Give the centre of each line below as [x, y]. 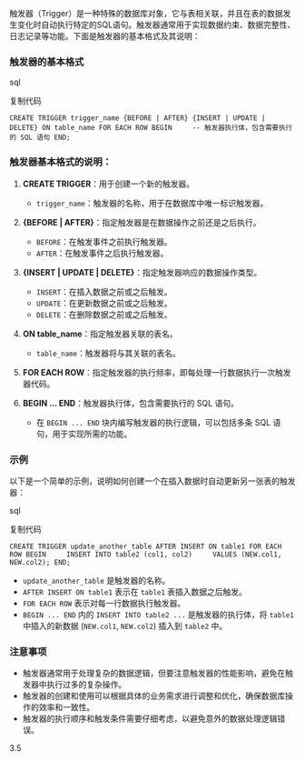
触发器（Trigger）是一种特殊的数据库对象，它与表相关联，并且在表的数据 [146, 13]
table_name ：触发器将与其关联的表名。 [108, 353]
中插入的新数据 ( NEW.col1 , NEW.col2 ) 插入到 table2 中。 [125, 626]
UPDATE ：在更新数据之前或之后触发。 [104, 303]
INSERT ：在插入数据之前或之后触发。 [104, 291]
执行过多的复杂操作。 [87, 685]
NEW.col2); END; [40, 562]
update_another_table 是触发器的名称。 [96, 580]
